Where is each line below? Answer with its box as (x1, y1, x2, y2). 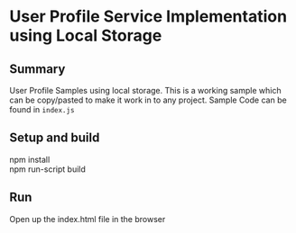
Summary (9, 61, 66, 76)
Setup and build (9, 130, 100, 146)
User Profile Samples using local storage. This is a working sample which (9, 85, 282, 95)
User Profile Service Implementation (9, 6, 287, 27)
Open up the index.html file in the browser (9, 213, 166, 224)
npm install (9, 154, 51, 165)
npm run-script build (9, 164, 86, 175)
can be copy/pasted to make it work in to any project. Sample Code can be (9, 94, 287, 105)
